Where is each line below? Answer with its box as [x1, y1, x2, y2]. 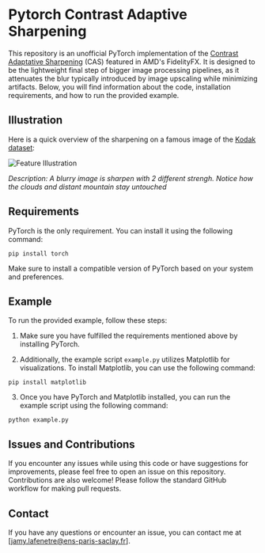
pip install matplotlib [8, 378, 87, 387]
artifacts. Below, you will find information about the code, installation [8, 81, 231, 92]
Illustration [8, 113, 63, 127]
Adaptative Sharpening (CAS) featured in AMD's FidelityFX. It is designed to [8, 57, 256, 66]
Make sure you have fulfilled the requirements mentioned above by [19, 331, 238, 341]
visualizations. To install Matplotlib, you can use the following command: [19, 363, 256, 373]
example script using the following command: [19, 401, 168, 411]
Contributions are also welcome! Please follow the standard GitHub [8, 475, 227, 485]
